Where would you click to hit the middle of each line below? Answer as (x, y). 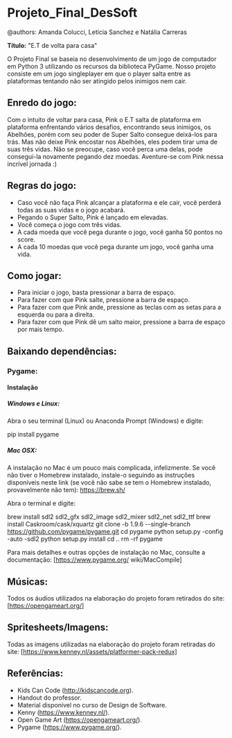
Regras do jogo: (42, 186)
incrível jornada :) (32, 164)
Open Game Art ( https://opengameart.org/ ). (79, 719)
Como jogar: (35, 276)
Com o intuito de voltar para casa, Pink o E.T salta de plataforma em (104, 119)
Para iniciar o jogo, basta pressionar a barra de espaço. (96, 292)
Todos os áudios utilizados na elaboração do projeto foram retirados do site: (116, 598)
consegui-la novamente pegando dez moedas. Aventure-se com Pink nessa (115, 156)
